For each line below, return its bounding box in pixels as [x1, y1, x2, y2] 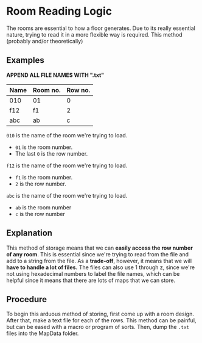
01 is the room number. [15, 143, 73, 151]
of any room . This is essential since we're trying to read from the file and [6, 250, 189, 258]
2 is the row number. [15, 180, 67, 187]
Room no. [32, 85, 61, 94]
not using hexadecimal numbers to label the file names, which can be [6, 270, 180, 277]
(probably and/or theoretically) [6, 37, 83, 45]
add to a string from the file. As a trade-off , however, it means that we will [6, 257, 192, 264]
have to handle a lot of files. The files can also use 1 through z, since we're [6, 264, 195, 271]
